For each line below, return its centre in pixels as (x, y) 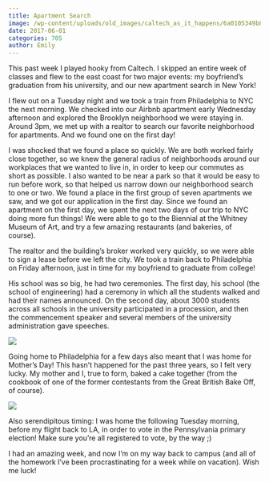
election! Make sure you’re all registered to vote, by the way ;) (110, 438)
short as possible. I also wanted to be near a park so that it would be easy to (134, 176)
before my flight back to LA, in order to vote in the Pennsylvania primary (127, 430)
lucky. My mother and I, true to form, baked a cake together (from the (123, 374)
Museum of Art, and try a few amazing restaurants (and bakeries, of (120, 227)
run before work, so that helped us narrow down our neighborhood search (131, 184)
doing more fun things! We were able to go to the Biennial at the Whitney (128, 219)
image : (19, 23)
